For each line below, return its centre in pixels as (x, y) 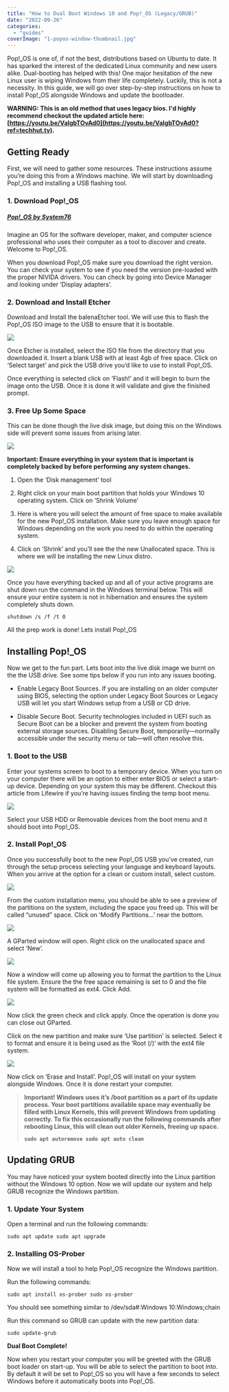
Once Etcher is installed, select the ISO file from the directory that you (106, 350)
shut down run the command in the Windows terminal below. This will (105, 590)
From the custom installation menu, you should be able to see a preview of (112, 900)
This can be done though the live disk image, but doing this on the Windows (114, 426)
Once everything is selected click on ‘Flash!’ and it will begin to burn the (109, 379)
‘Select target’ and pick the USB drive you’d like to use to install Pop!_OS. (110, 366)
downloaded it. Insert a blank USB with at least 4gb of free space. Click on (112, 358)
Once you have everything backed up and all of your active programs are (110, 583)
